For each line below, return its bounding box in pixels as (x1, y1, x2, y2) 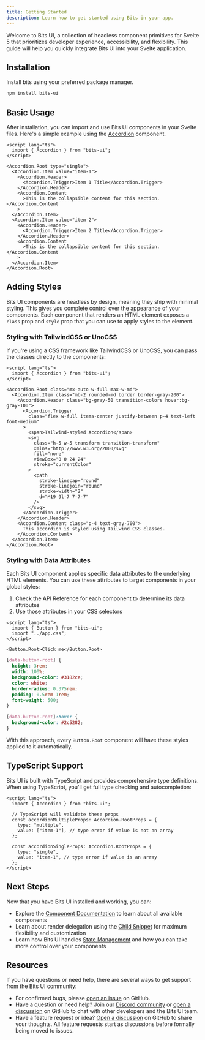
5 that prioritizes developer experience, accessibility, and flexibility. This (6, 38, 188, 45)
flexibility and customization (15, 929, 86, 936)
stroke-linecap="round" (39, 478, 100, 484)
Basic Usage (6, 107, 55, 118)
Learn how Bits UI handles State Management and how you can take (15, 935, 188, 943)
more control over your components (15, 942, 106, 949)
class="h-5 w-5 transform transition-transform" (33, 440, 160, 447)
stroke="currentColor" (33, 462, 92, 468)
